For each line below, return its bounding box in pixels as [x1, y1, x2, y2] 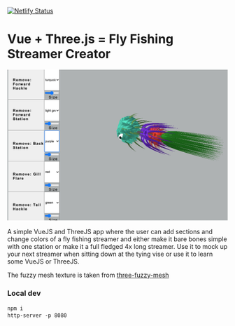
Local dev [7, 288, 41, 298]
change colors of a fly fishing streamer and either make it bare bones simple [7, 235, 227, 243]
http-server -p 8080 [7, 312, 68, 319]
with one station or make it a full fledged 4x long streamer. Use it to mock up [7, 242, 228, 250]
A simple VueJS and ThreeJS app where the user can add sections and [7, 227, 213, 236]
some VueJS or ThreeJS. [7, 257, 80, 266]
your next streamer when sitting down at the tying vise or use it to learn [7, 250, 213, 258]
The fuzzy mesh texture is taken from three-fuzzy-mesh [7, 271, 169, 279]
